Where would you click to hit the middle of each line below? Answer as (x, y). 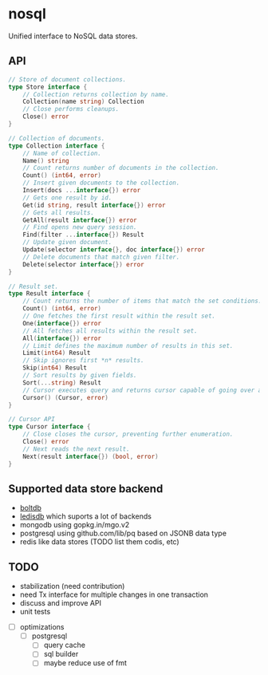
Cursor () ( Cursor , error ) (66, 397)
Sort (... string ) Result (62, 383)
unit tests (35, 612)
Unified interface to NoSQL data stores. (73, 36)
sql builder (61, 654)
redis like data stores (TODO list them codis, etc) (99, 542)
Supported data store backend (86, 489)
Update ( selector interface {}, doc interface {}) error (114, 250)
